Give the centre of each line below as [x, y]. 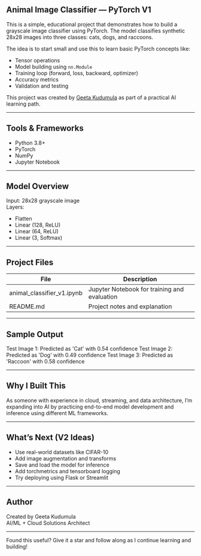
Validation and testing [42, 86]
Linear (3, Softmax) [39, 238]
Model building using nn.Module [54, 67]
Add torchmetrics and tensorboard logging [68, 471]
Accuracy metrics [36, 79]
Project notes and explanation [130, 306]
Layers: [16, 207]
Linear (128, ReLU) [38, 225]
